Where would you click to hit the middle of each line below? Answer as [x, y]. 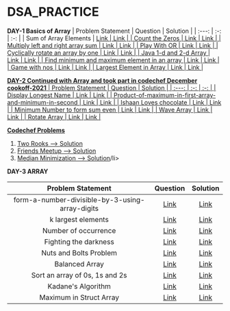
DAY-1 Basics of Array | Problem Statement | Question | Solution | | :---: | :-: [114, 31]
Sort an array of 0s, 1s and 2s [79, 275]
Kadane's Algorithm [79, 286]
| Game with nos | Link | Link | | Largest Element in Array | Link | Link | [105, 67]
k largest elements [79, 219]
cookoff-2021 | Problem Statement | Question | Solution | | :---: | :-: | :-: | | [112, 88]
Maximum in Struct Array [79, 297]
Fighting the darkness [79, 242]
